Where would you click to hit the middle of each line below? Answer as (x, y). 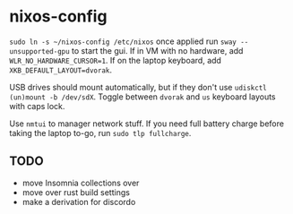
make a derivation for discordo (79, 201)
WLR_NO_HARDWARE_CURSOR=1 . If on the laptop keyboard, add (116, 60)
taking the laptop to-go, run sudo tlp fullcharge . (100, 133)
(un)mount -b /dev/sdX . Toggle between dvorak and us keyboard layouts (142, 97)
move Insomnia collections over (81, 183)
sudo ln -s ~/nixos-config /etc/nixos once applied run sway (123, 41)
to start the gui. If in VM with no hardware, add (157, 50)
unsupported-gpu (39, 51)
